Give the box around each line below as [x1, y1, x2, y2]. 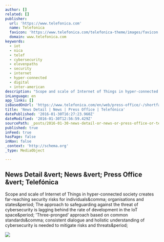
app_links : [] [5, 98, 34, 103]
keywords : [5, 39, 25, 44]
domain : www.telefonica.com [9, 35, 67, 40]
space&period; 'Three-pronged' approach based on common [5, 212, 128, 218]
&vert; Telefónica [5, 178, 59, 186]
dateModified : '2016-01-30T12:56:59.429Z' [5, 116, 93, 121]
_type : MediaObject [5, 148, 45, 153]
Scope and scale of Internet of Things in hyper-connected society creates [5, 191, 154, 197]
